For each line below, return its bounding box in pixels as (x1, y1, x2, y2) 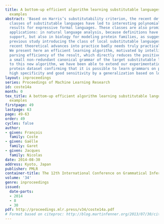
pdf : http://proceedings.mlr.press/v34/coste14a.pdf (5, 207, 115, 212)
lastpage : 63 (5, 107, 32, 112)
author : (5, 125, 21, 130)
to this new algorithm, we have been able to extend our (9, 62, 128, 67)
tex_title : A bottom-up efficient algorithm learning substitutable (5, 93, 147, 98)
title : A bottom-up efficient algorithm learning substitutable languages (5, 7, 161, 12)
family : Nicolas (9, 153, 42, 157)
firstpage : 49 (5, 103, 34, 108)
